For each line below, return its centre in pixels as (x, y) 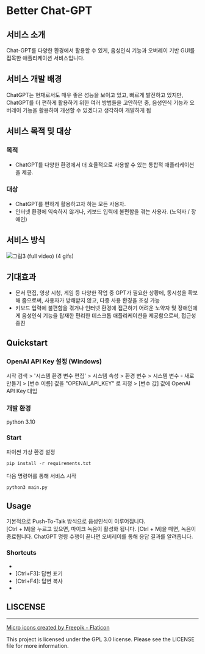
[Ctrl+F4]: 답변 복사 (39, 581)
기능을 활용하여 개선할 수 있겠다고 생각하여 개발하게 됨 (87, 110)
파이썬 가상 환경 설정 (31, 452)
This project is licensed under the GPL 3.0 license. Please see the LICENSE (101, 639)
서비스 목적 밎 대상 (39, 131)
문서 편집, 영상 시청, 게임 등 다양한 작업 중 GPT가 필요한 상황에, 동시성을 (101, 293)
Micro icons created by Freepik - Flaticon (58, 627)
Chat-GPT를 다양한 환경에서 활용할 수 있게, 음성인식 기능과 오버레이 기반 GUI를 (101, 50)
